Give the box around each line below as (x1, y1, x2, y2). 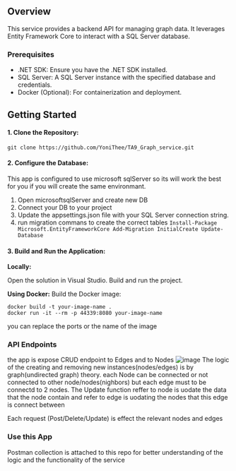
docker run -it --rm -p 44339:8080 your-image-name (7, 310, 163, 317)
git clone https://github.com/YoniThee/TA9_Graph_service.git (7, 144, 194, 151)
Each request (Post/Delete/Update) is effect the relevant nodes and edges (7, 415, 223, 423)
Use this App (7, 432, 53, 442)
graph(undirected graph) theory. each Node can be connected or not (7, 371, 208, 379)
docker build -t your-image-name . (7, 304, 112, 311)
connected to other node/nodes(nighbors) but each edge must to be (7, 378, 207, 387)
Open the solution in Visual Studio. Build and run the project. (7, 276, 183, 285)
